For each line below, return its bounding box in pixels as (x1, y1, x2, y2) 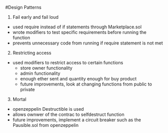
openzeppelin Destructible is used (12, 106, 85, 112)
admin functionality (20, 70, 61, 76)
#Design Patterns (5, 5, 41, 10)
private (20, 86, 35, 93)
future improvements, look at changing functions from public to (20, 81, 152, 87)
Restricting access (12, 50, 52, 56)
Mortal (12, 96, 27, 102)
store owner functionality (20, 65, 72, 71)
